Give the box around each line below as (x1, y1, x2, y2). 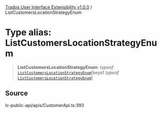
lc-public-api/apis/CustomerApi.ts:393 (5, 102, 84, 108)
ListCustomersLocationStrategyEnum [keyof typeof (17, 69, 119, 75)
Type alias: (5, 27, 51, 38)
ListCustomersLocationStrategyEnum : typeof (17, 64, 114, 70)
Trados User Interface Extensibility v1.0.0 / (5, 4, 92, 10)
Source (5, 89, 28, 98)
